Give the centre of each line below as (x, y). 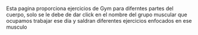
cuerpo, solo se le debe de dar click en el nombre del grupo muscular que (97, 15)
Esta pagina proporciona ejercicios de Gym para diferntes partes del (90, 8)
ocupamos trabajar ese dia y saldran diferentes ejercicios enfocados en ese (99, 21)
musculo (17, 27)
